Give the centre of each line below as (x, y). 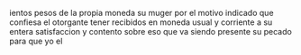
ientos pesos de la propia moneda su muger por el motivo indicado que (141, 13)
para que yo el (36, 41)
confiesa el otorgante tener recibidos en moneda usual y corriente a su (141, 22)
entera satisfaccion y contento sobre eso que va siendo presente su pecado (151, 31)
